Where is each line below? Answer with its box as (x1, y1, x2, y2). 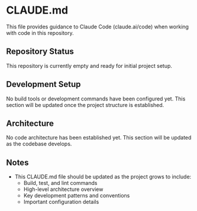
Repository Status (6, 47, 74, 57)
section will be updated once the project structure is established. (6, 101, 164, 108)
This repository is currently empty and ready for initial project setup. (6, 62, 173, 69)
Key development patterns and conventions (23, 192, 130, 199)
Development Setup (6, 79, 81, 89)
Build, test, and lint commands (23, 180, 98, 187)
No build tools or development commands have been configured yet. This (6, 95, 186, 102)
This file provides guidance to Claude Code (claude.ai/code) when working (6, 23, 189, 30)
